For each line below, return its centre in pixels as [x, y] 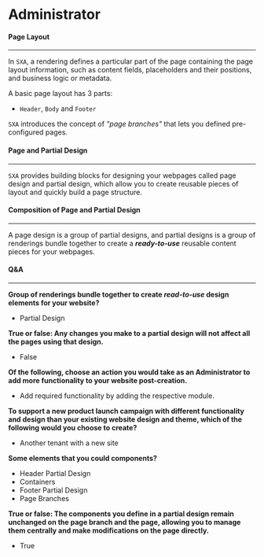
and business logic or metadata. [60, 78]
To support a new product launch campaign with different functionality [126, 411]
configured [26, 132]
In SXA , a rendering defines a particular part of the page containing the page [131, 61]
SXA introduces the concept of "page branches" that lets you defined [119, 124]
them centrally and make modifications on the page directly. [109, 530]
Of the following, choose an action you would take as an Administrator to [129, 372]
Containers [37, 482]
